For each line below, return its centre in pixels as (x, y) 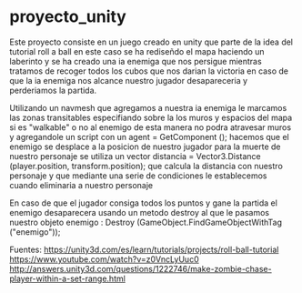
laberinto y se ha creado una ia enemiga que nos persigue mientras (136, 61)
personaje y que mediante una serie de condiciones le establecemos (138, 176)
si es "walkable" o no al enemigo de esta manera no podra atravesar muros (151, 127)
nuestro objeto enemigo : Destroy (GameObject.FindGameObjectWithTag (146, 222)
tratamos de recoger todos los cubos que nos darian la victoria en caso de (149, 71)
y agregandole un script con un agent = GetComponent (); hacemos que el (149, 136)
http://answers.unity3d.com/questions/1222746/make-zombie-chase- (141, 268)
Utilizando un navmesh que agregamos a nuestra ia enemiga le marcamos (148, 107)
